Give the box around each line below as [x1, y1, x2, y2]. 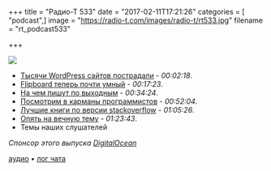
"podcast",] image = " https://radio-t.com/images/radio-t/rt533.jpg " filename [8, 15, 264, 25]
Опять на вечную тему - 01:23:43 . [19, 113, 138, 123]
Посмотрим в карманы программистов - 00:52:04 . [19, 96, 198, 106]
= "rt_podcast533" [8, 24, 71, 33]
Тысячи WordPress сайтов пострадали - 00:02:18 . [19, 71, 193, 80]
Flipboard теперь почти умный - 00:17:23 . [19, 79, 164, 88]
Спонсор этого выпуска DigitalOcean [8, 138, 137, 147]
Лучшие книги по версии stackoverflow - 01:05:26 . [19, 105, 195, 114]
